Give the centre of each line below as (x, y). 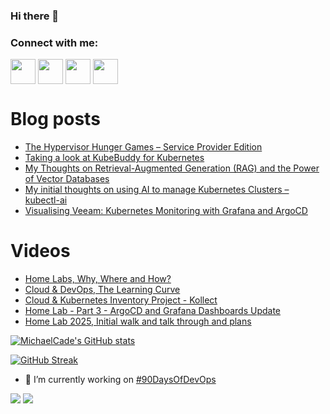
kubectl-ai (46, 200)
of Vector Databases (67, 179)
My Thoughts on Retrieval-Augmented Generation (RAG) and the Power (172, 168)
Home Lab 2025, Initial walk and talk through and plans (138, 321)
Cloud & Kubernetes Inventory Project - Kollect (121, 300)
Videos (40, 251)
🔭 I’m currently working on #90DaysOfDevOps (120, 380)
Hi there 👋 (35, 16)
